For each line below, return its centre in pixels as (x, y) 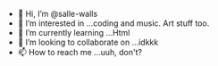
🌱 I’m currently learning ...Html (74, 33)
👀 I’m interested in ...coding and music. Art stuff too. (113, 23)
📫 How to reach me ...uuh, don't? (80, 52)
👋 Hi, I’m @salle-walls (58, 14)
